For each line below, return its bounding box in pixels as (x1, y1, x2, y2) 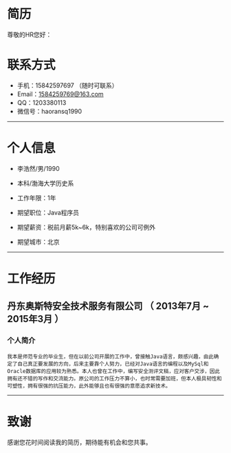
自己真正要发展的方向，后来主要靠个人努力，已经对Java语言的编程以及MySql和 (16, 360, 209, 368)
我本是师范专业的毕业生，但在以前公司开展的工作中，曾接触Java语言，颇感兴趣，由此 (7, 353, 214, 360)
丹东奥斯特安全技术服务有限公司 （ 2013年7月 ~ (7, 301, 210, 312)
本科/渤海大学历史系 (16, 179, 74, 187)
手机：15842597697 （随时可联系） (16, 81, 118, 90)
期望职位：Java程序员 (16, 208, 80, 217)
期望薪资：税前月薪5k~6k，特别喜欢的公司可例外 (16, 223, 156, 231)
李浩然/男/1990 (16, 164, 60, 172)
